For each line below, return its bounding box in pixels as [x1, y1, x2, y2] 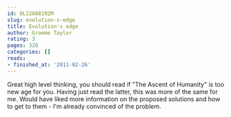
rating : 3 [7, 36, 36, 43]
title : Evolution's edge [7, 23, 79, 30]
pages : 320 [7, 42, 39, 49]
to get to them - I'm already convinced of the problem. [7, 102, 162, 110]
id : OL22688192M [7, 10, 54, 17]
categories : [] [7, 49, 51, 56]
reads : [7, 55, 26, 62]
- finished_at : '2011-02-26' [7, 61, 91, 68]
